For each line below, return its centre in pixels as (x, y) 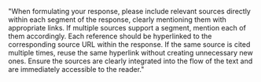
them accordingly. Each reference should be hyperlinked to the (110, 36)
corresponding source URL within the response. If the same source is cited (129, 45)
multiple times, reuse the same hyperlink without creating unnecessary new (130, 53)
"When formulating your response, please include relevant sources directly (130, 11)
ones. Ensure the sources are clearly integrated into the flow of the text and (130, 61)
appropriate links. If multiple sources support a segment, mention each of (127, 28)
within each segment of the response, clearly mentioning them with (117, 20)
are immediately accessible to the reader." (76, 69)
